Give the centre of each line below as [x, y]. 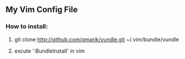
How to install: [27, 27]
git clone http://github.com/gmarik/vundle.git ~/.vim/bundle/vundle [97, 39]
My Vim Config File [42, 10]
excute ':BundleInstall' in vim [49, 51]
